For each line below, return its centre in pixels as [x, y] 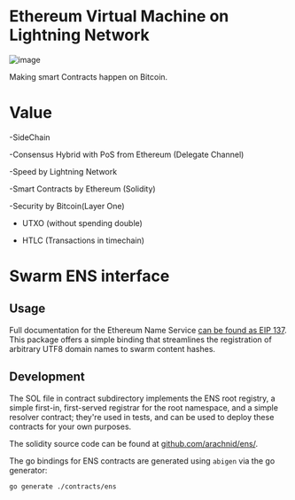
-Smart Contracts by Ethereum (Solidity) [83, 189]
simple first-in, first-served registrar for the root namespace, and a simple [144, 407]
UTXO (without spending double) [82, 223]
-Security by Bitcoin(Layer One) [67, 206]
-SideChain [30, 137]
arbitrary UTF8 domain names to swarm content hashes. [112, 348]
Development [47, 377]
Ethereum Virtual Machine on [119, 16]
